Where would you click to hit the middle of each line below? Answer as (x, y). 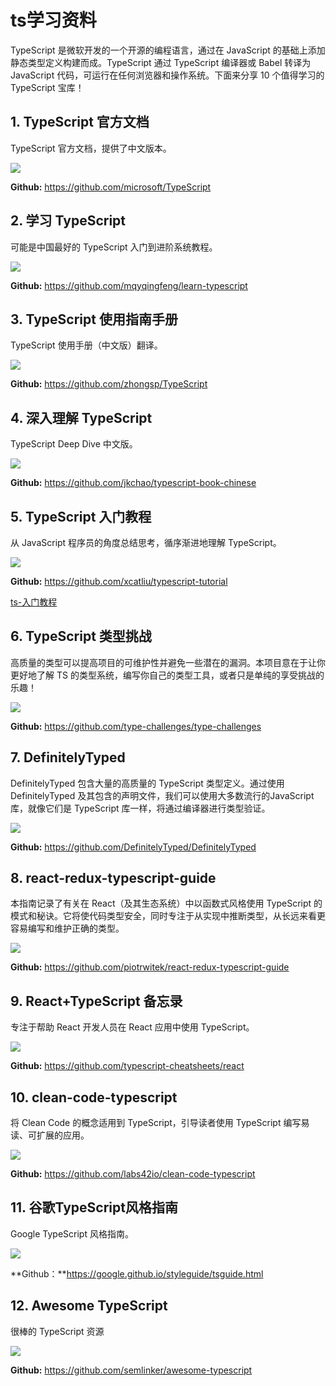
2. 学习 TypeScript (68, 221)
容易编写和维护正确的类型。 (67, 928)
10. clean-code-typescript (94, 1097)
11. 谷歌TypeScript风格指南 (94, 1207)
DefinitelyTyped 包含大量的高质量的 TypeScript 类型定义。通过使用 (147, 783)
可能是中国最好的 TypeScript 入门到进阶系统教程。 (114, 247)
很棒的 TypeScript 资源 (57, 1331)
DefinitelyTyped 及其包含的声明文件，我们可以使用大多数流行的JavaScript (162, 795)
